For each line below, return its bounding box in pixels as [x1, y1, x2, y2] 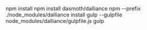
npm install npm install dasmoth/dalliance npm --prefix [5, 5, 141, 12]
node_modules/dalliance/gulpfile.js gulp [5, 18, 104, 24]
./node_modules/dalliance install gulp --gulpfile [5, 11, 122, 18]
